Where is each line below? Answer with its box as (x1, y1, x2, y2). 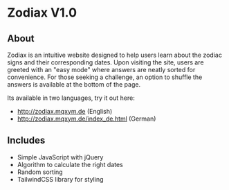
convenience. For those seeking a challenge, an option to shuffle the (7, 73, 203, 81)
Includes (7, 135, 46, 146)
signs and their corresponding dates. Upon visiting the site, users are (7, 58, 204, 67)
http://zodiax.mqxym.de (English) (17, 107, 113, 115)
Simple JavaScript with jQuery (17, 153, 104, 161)
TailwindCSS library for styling (17, 175, 104, 183)
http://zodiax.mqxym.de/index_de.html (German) (17, 114, 156, 123)
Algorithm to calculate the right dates (17, 160, 123, 169)
